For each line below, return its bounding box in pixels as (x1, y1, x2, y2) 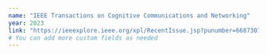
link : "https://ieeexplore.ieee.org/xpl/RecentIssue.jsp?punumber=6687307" (8, 26, 265, 34)
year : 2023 (8, 19, 44, 27)
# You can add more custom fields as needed (8, 33, 158, 42)
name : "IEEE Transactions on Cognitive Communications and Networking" (8, 11, 250, 20)
